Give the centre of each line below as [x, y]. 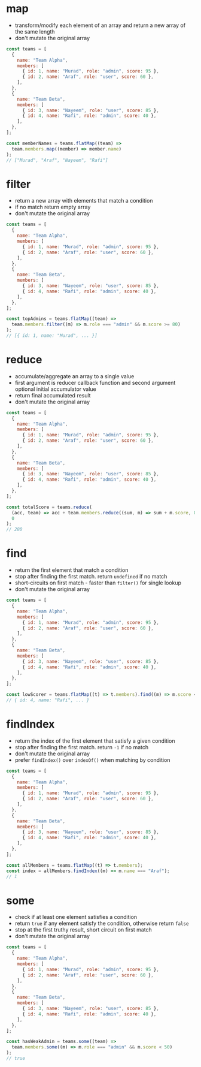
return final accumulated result [53, 395]
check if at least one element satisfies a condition [76, 917]
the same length [35, 31]
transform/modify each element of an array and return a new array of [100, 25]
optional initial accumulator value [56, 389]
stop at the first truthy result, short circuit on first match [83, 930]
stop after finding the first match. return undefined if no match [91, 577]
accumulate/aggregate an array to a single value [74, 376]
